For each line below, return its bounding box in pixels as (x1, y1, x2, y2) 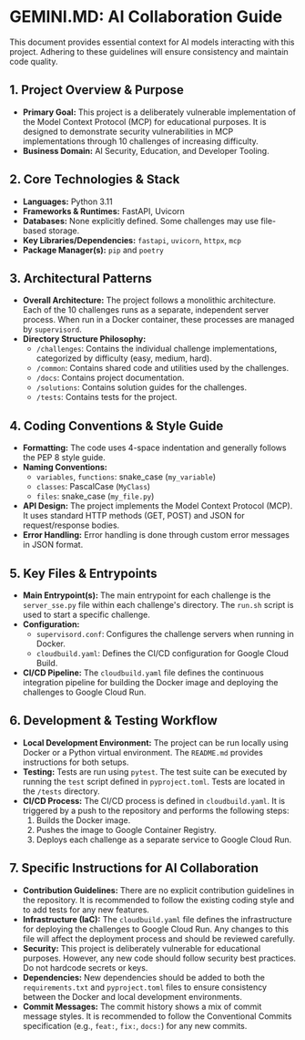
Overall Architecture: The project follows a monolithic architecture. (22, 294, 276, 306)
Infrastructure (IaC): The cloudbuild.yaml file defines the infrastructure (22, 913, 293, 924)
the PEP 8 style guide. (22, 452, 107, 463)
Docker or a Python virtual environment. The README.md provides (22, 747, 264, 757)
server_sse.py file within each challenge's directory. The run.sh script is (22, 600, 294, 610)
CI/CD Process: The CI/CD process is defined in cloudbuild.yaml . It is (22, 795, 285, 806)
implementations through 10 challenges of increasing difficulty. (22, 135, 259, 147)
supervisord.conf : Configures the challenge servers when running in (36, 629, 294, 639)
